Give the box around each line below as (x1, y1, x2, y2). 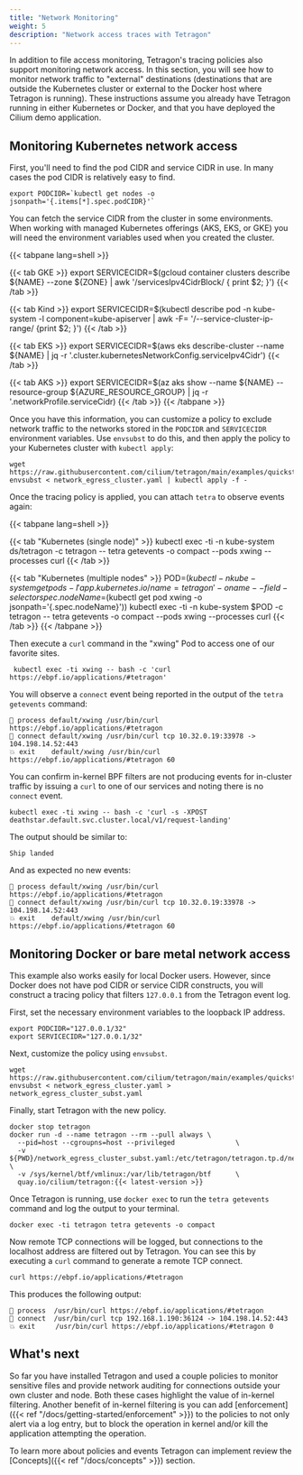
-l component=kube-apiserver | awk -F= (38, 313, 189, 325)
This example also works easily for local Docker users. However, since (9, 971, 271, 981)
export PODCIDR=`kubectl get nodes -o (9, 189, 155, 198)
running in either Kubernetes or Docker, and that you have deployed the (9, 103, 276, 114)
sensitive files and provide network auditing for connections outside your (9, 1379, 281, 1390)
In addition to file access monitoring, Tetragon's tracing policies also (9, 55, 263, 66)
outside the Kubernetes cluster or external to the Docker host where (9, 83, 262, 95)
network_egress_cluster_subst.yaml (9, 1089, 143, 1098)
